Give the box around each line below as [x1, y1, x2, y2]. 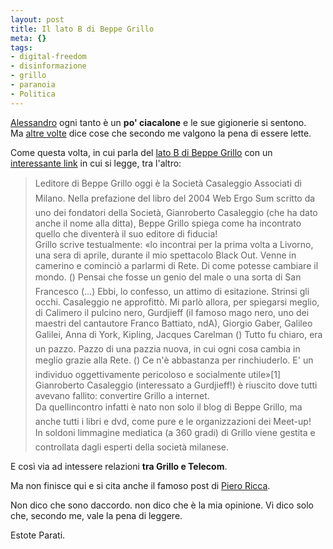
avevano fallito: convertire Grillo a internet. [34, 389, 210, 401]
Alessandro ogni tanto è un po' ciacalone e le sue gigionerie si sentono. [10, 116, 307, 128]
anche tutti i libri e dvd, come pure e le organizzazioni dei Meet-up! [34, 415, 312, 427]
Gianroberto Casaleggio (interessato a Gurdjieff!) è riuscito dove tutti [34, 379, 318, 391]
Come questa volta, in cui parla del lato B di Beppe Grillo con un [10, 146, 273, 158]
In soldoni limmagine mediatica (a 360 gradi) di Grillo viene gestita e [34, 426, 316, 438]
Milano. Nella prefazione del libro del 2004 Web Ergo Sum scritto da [34, 192, 316, 204]
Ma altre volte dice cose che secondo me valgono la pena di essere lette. [10, 127, 312, 139]
